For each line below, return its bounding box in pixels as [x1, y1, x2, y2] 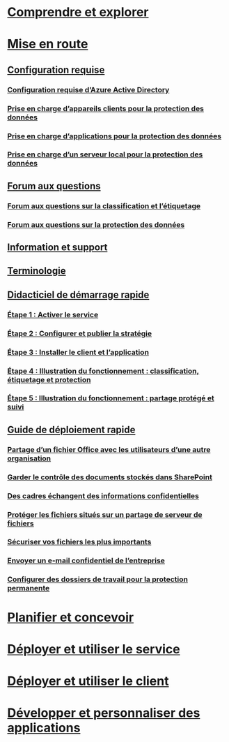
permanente [7, 583, 50, 593]
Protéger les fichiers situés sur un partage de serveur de [7, 509, 203, 519]
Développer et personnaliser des [7, 705, 200, 721]
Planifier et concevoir [7, 609, 134, 625]
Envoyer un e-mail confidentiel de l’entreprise [7, 556, 166, 566]
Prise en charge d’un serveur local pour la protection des [7, 150, 203, 159]
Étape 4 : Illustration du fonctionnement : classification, [7, 366, 200, 376]
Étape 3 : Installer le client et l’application [7, 347, 150, 357]
